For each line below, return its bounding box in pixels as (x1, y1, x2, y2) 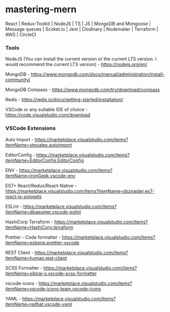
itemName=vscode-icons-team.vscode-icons (5, 285, 101, 292)
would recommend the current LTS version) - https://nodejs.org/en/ (5, 61, 148, 68)
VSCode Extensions (5, 124, 56, 132)
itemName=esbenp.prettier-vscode (5, 239, 80, 245)
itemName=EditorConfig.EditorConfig (5, 157, 84, 163)
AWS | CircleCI (5, 31, 37, 37)
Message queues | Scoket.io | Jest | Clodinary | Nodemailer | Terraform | (5, 26, 158, 32)
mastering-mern (5, 4, 77, 15)
